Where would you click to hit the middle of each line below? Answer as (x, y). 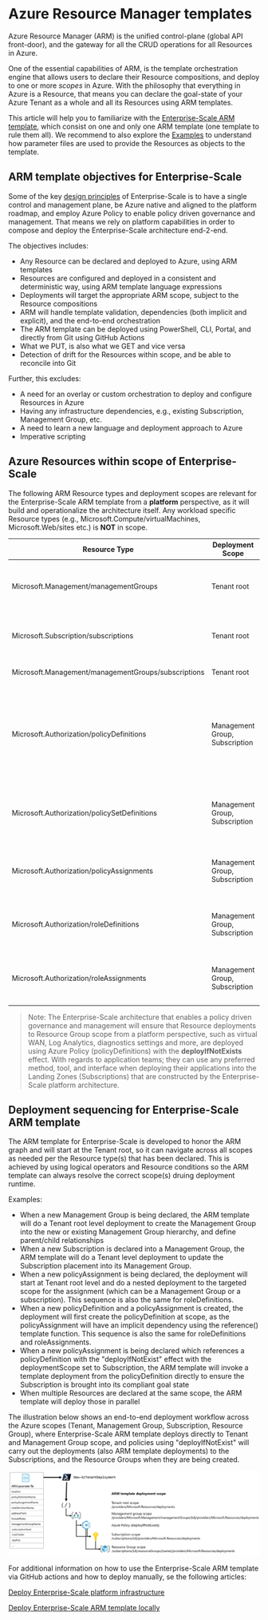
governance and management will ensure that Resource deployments (142, 1025)
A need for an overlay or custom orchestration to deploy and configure (136, 394)
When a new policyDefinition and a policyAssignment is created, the (131, 1308)
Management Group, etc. (61, 419)
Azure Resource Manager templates (130, 14)
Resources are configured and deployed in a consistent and (118, 278)
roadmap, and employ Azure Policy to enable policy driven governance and (132, 213)
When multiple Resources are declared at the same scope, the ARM (131, 1393)
